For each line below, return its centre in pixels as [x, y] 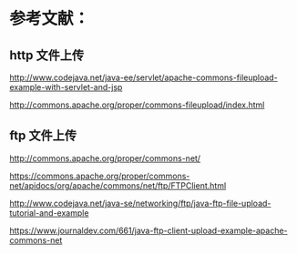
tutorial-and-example [49, 213]
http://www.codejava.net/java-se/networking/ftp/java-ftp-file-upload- [140, 203]
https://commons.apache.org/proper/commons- [100, 176]
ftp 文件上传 [43, 136]
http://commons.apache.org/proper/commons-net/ [105, 158]
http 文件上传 [47, 55]
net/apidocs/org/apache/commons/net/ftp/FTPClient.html [118, 185]
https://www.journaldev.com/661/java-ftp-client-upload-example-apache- [149, 230]
